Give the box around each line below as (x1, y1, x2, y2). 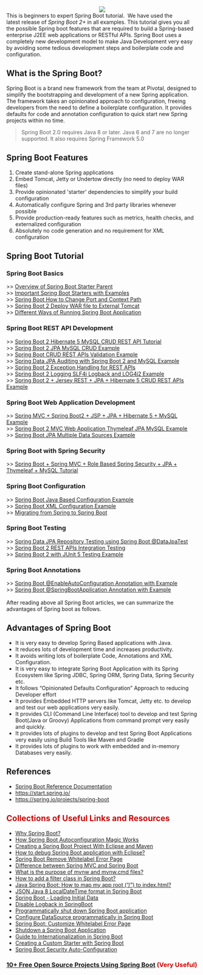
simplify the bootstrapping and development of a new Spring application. (6, 91, 189, 98)
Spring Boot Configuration (6, 482, 86, 491)
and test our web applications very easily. (15, 703, 120, 711)
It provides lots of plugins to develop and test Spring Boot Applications (15, 729, 192, 737)
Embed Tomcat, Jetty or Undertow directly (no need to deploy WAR (15, 175, 184, 182)
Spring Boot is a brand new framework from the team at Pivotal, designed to (6, 84, 197, 92)
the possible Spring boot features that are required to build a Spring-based (6, 25, 193, 32)
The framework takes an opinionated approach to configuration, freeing (6, 97, 186, 105)
